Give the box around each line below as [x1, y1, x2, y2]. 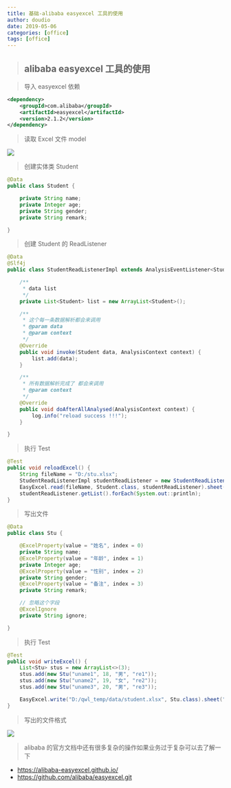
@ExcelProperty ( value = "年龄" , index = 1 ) [19, 555, 144, 562]
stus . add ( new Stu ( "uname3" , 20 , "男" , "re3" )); [19, 683, 157, 691]
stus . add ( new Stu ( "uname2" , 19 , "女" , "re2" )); [19, 677, 157, 684]
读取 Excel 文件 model [23, 135, 87, 143]
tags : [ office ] [7, 36, 51, 43]
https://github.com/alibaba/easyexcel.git [16, 773, 133, 781]
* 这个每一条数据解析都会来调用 [22, 317, 101, 324]
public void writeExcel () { [7, 658, 88, 665]
